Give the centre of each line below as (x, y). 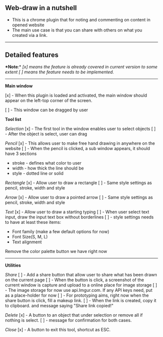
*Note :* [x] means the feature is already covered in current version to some (81, 67)
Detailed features (32, 55)
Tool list (13, 119)
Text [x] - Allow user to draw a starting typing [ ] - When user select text (77, 212)
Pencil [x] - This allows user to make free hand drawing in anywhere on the (80, 143)
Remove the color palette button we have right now (56, 251)
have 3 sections (21, 153)
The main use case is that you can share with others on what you (77, 30)
